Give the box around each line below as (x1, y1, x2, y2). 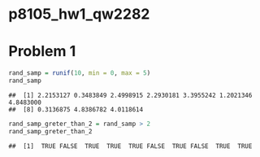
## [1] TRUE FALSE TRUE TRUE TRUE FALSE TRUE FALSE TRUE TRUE (8, 142, 253, 150)
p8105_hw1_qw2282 (8, 5, 150, 24)
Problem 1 (8, 42, 76, 61)
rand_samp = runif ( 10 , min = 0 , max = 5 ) (8, 69, 151, 77)
